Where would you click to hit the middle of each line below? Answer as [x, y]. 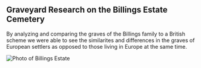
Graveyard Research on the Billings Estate [87, 10]
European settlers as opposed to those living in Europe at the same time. [97, 46]
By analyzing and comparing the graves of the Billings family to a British [96, 34]
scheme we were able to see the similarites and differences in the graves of [100, 40]
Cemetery [26, 20]
